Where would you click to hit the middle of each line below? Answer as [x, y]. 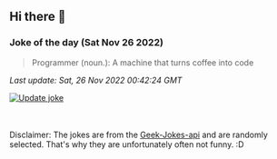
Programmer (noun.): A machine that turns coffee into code [143, 62]
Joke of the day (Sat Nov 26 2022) [86, 43]
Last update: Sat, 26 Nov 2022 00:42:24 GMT [96, 80]
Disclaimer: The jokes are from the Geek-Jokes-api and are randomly [138, 134]
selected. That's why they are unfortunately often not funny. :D [127, 144]
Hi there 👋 [38, 17]
